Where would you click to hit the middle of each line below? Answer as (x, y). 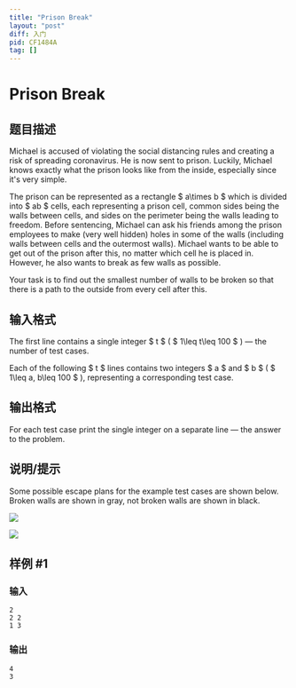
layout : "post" (37, 26)
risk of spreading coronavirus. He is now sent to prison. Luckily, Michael (141, 161)
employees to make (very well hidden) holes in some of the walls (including (147, 234)
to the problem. (37, 439)
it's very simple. (38, 179)
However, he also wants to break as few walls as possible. (115, 263)
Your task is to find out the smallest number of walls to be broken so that (142, 280)
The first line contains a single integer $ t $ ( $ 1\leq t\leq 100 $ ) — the (138, 341)
